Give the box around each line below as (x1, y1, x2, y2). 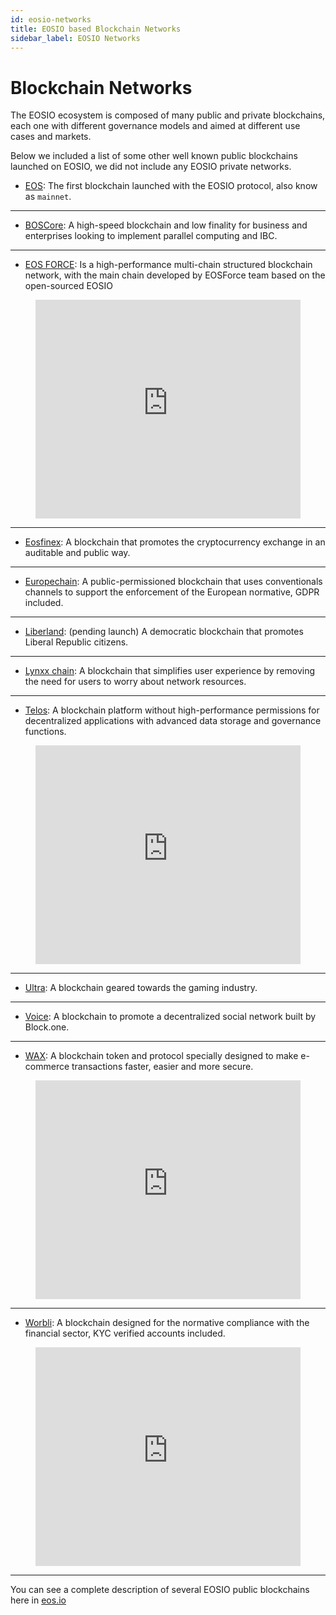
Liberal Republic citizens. (24, 636, 129, 648)
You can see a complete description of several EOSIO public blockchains (10, 1584, 310, 1596)
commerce (24, 1061, 70, 1073)
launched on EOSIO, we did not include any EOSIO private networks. (10, 161, 292, 173)
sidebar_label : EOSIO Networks (10, 33, 141, 43)
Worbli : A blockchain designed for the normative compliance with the (24, 1317, 310, 1329)
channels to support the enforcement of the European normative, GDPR (24, 586, 320, 598)
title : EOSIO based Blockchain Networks (10, 24, 182, 34)
